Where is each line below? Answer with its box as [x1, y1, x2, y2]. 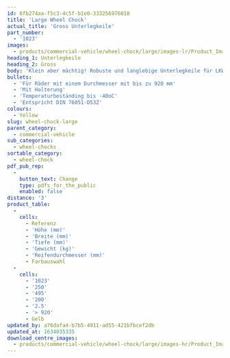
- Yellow [13, 112, 38, 118]
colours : [7, 105, 32, 112]
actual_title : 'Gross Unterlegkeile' [7, 23, 115, 29]
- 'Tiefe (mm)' [25, 239, 69, 246]
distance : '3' [7, 194, 48, 202]
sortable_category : [7, 150, 63, 157]
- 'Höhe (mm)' [25, 227, 66, 233]
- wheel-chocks [13, 144, 57, 151]
